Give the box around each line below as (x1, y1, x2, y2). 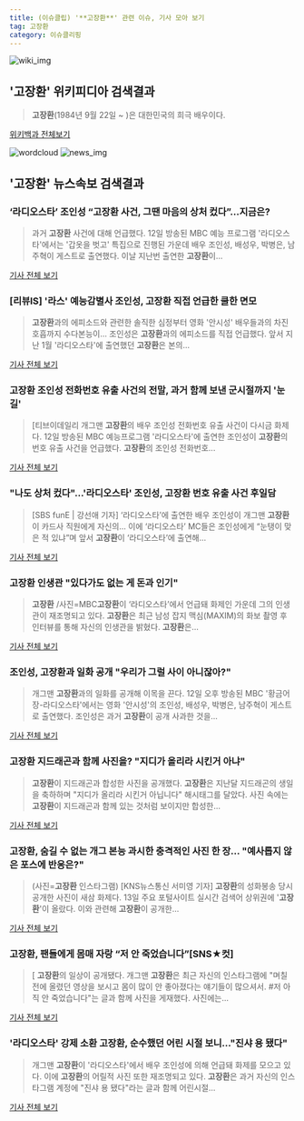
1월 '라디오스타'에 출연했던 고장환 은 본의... (41, 340, 191, 351)
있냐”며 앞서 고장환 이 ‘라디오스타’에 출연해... (51, 532, 207, 543)
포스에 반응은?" (19, 858, 84, 871)
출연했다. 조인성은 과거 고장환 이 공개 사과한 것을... (41, 711, 218, 722)
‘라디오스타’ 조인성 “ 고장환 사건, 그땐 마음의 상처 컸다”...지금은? (9, 205, 270, 218)
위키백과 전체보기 (9, 129, 71, 140)
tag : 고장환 (9, 22, 49, 31)
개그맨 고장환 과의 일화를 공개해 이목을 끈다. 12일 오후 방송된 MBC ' (31, 688, 269, 699)
